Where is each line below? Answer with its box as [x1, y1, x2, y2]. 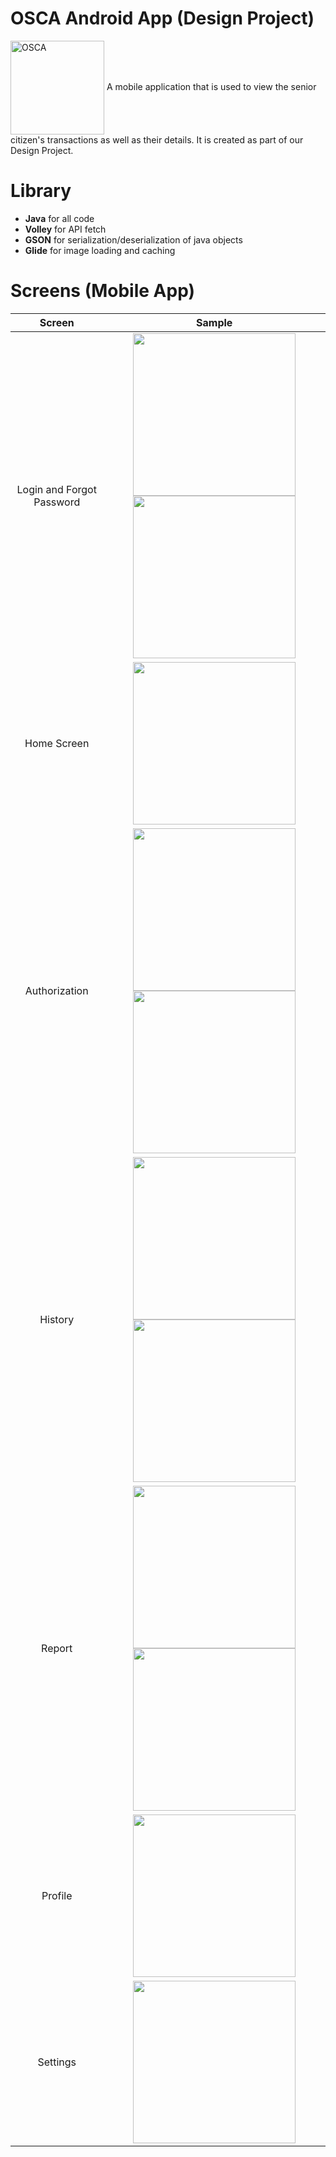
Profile [41, 1888, 73, 1902]
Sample [196, 315, 233, 329]
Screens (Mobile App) [10, 280, 195, 302]
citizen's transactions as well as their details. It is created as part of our [10, 133, 304, 146]
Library [10, 180, 72, 202]
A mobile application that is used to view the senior [106, 80, 317, 92]
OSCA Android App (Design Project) [10, 7, 315, 30]
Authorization [24, 983, 89, 997]
